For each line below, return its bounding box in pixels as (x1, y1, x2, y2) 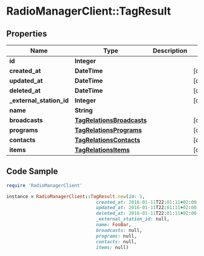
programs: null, (96, 233, 137, 239)
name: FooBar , (96, 222, 132, 228)
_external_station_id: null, (96, 216, 170, 223)
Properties (6, 29, 47, 39)
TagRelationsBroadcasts (75, 116, 148, 124)
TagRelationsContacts (75, 136, 141, 144)
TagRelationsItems (75, 146, 130, 154)
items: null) (96, 244, 129, 251)
